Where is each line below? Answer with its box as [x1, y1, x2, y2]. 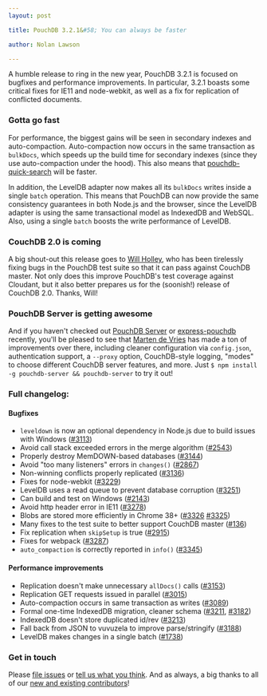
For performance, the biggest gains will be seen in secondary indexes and [8, 132, 252, 142]
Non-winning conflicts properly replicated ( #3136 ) [19, 469, 185, 478]
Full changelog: [8, 389, 69, 400]
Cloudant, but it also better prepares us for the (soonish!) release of [8, 279, 230, 289]
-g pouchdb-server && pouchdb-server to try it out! [8, 369, 174, 378]
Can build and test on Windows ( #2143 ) [19, 494, 150, 504]
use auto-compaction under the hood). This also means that [8, 158, 206, 168]
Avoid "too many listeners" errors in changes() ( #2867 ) [19, 460, 199, 469]
